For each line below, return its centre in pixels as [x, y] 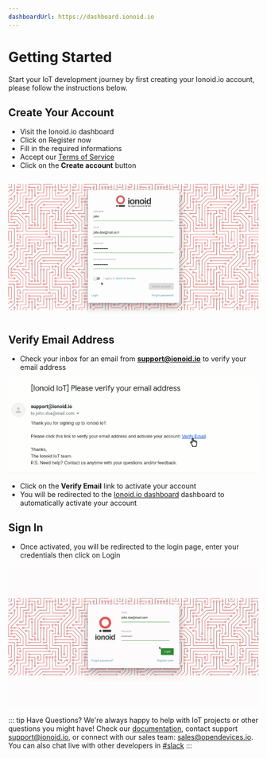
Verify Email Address [62, 340]
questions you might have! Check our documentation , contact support [123, 729]
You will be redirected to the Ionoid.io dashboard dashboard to [122, 494]
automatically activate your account [78, 503]
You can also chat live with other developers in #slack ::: [100, 746]
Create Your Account [61, 113]
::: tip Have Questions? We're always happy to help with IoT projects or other [133, 721]
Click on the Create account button [78, 165]
